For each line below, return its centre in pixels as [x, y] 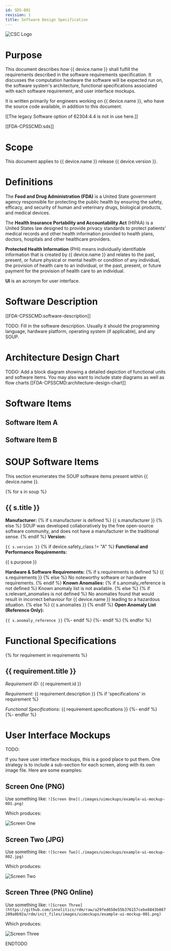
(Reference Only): [25, 610]
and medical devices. [28, 213]
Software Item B [31, 440]
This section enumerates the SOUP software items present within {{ [77, 476]
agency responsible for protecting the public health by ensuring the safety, [84, 202]
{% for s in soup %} [26, 491]
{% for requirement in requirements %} [47, 655]
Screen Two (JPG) [35, 839]
